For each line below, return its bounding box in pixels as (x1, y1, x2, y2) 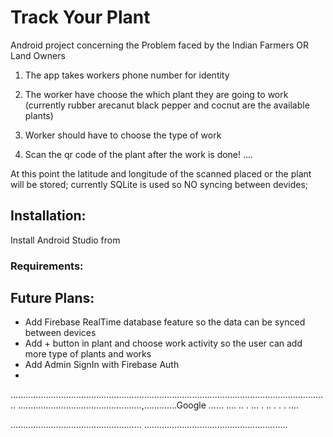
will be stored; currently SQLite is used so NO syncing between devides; (10, 178, 309, 190)
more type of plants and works (24, 348, 152, 360)
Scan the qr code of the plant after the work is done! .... (24, 148, 254, 160)
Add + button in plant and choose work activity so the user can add (24, 337, 303, 350)
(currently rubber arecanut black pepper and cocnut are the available (24, 99, 310, 111)
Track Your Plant (10, 6, 151, 29)
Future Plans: (10, 290, 95, 307)
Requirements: (10, 259, 84, 273)
